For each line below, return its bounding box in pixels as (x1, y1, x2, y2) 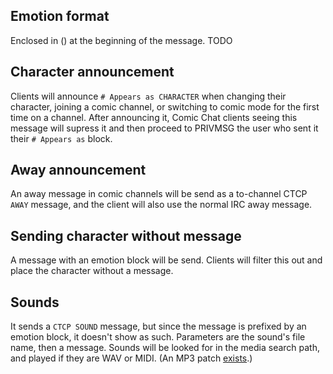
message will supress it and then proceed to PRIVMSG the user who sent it (10, 122, 319, 134)
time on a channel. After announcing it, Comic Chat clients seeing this (10, 111, 298, 123)
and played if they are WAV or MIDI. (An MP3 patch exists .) (10, 352, 253, 364)
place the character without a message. (10, 265, 174, 277)
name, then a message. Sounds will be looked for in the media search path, (10, 342, 321, 354)
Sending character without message (10, 227, 242, 244)
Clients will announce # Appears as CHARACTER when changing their (10, 90, 287, 102)
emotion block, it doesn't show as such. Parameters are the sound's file (10, 331, 306, 343)
